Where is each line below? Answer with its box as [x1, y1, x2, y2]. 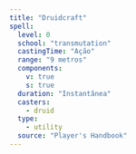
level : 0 [17, 30, 51, 39]
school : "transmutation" [17, 38, 112, 48]
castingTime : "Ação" [17, 47, 95, 56]
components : [17, 64, 63, 73]
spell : [9, 22, 34, 31]
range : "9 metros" [17, 55, 88, 64]
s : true [25, 81, 54, 90]
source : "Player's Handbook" [17, 131, 128, 140]
